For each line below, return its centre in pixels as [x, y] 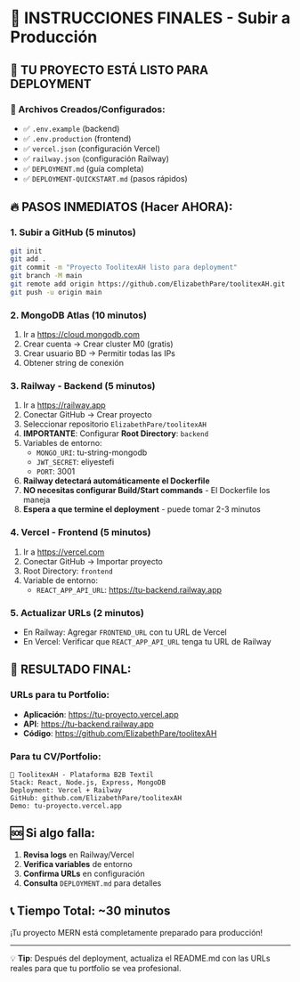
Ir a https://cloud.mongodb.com [81, 335]
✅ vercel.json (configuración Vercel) [92, 148]
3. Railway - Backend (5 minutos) [83, 386]
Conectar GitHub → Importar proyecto [93, 561]
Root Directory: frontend [68, 571]
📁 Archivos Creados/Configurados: [88, 109]
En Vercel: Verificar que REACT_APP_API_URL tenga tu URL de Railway [147, 641]
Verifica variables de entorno [77, 864]
